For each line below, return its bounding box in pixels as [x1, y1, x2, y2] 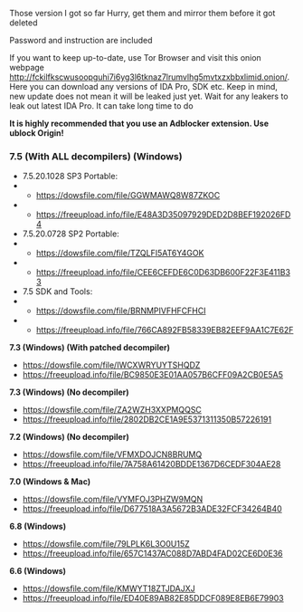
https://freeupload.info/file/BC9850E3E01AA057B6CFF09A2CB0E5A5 [22, 369, 283, 380]
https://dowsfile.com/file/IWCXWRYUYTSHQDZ [22, 359, 201, 370]
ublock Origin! [9, 128, 65, 139]
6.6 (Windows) [9, 566, 66, 577]
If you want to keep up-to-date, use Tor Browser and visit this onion [9, 53, 262, 62]
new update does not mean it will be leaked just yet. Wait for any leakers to [9, 91, 289, 101]
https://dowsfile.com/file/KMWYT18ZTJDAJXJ [22, 583, 196, 594]
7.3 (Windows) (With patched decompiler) [9, 342, 170, 353]
